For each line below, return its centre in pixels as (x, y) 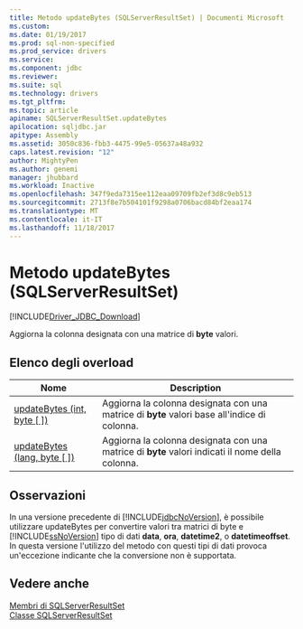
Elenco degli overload (71, 362)
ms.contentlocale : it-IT (56, 219)
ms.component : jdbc (46, 69)
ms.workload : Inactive (52, 186)
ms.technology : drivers (54, 93)
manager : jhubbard (44, 177)
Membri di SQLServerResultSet (67, 606)
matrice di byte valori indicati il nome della (192, 452)
